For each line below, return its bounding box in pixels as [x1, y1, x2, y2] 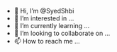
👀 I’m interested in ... [13, 14, 74, 22]
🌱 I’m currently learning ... [13, 22, 90, 30]
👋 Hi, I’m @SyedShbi [13, 7, 74, 15]
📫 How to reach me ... [13, 37, 80, 45]
